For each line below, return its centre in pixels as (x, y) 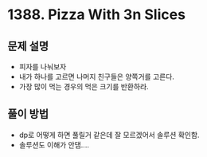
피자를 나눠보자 (43, 67)
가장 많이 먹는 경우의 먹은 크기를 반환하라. (84, 86)
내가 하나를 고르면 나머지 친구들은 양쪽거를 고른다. (96, 77)
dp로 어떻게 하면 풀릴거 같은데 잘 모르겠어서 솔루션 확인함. (109, 135)
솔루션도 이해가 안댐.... (54, 144)
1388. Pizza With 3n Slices (97, 15)
